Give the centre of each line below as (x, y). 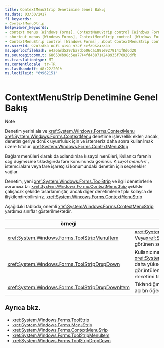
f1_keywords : (18, 19)
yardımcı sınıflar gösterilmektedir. (39, 211)
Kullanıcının (148, 252)
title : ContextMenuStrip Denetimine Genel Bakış (55, 10)
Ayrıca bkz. (23, 308)
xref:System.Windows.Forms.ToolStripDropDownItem (69, 287)
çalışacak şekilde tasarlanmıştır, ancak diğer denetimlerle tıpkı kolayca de (79, 191)
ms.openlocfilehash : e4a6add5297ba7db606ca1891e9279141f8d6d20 (71, 50)
